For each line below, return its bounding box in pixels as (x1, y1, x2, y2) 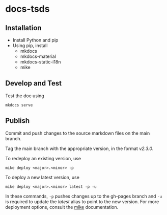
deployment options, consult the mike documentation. (5, 204, 119, 210)
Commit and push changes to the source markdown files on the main (5, 130, 150, 136)
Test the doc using (5, 93, 44, 99)
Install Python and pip (12, 37, 59, 43)
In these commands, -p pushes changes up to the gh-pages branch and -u (5, 193, 162, 199)
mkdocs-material (20, 53, 56, 59)
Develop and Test (5, 79, 62, 88)
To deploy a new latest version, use (5, 174, 80, 180)
